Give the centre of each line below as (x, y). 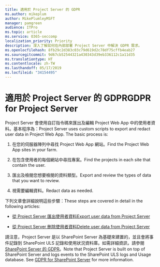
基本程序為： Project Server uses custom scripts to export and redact (82, 128)
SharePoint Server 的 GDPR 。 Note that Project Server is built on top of (75, 249)
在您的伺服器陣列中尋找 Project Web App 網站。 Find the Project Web (80, 144)
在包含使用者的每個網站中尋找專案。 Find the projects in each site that (81, 159)
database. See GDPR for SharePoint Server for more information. (69, 259)
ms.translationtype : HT (29, 59)
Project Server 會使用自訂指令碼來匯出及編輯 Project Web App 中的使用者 (78, 123)
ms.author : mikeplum (26, 14)
